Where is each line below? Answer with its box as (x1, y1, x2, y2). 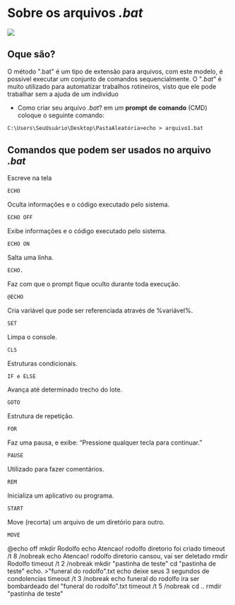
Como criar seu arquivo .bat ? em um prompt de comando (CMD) (17, 103, 207, 112)
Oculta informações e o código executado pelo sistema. (7, 200, 170, 209)
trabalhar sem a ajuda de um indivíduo (7, 90, 119, 98)
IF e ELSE (7, 372, 37, 380)
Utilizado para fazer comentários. (7, 465, 104, 474)
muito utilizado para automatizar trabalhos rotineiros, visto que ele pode (7, 82, 217, 90)
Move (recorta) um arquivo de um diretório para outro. (7, 517, 165, 526)
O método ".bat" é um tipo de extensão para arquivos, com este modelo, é (7, 67, 224, 76)
